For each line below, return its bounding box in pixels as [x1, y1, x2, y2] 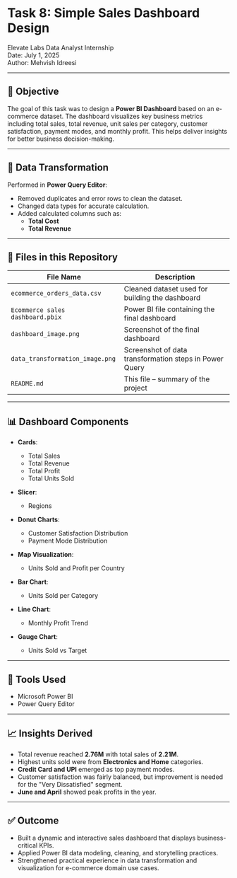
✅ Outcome [7, 815, 59, 827]
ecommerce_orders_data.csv [11, 289, 102, 298]
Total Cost [28, 216, 59, 225]
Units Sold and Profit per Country [28, 564, 125, 572]
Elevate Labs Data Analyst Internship [7, 43, 114, 52]
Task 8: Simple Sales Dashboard [7, 5, 200, 21]
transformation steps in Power [123, 354, 224, 364]
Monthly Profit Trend [28, 619, 88, 628]
